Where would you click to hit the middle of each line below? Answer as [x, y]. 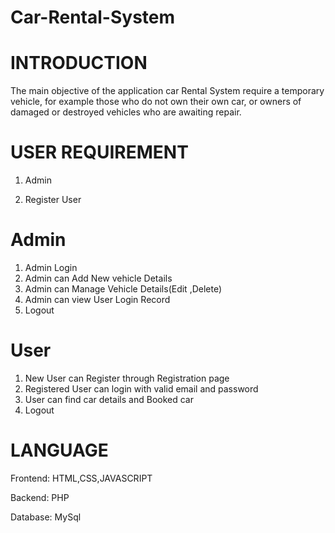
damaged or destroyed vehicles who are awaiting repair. [126, 112]
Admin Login [51, 267]
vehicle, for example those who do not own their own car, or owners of [156, 102]
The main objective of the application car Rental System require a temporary [167, 91]
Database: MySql [46, 517]
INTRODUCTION [79, 63]
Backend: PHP [40, 497]
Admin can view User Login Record [97, 299]
